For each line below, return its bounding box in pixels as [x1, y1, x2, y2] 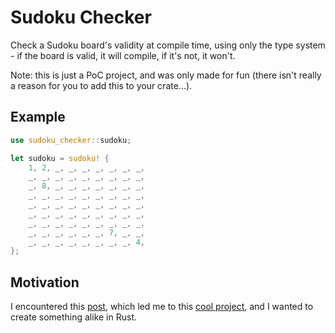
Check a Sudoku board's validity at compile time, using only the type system [10, 39, 326, 51]
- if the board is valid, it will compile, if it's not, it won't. [10, 49, 236, 61]
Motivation [10, 274, 80, 291]
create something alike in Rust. [10, 311, 137, 323]
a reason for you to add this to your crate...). [10, 79, 193, 91]
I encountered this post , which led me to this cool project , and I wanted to [10, 301, 314, 313]
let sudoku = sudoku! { [10, 153, 110, 163]
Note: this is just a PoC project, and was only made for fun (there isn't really [10, 69, 322, 81]
